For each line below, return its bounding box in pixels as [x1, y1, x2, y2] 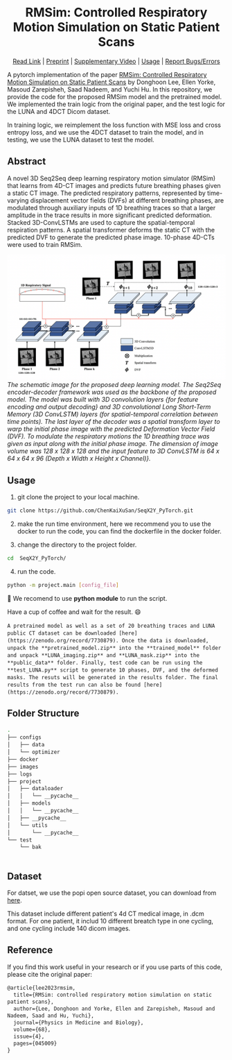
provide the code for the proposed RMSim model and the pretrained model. [7, 92, 222, 101]
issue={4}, [13, 1033, 45, 1040]
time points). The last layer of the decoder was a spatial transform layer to [7, 418, 220, 426]
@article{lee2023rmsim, [7, 984, 76, 991]
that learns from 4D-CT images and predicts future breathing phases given [7, 181, 222, 189]
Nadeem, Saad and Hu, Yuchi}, [7, 1012, 95, 1019]
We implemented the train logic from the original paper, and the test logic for [7, 100, 226, 108]
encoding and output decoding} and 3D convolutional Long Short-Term [7, 403, 211, 411]
